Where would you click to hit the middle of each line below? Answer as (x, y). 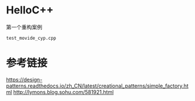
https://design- (24, 79)
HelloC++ (30, 10)
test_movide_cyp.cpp (31, 38)
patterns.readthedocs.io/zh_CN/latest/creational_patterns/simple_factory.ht (97, 86)
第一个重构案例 (24, 27)
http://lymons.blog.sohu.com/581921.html (63, 92)
